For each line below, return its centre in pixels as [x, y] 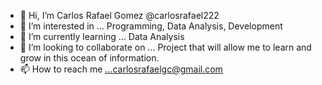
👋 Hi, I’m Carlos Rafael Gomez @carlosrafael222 [119, 15]
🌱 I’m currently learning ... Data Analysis [102, 36]
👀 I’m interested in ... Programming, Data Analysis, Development [151, 26]
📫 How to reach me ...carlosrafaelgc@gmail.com [121, 69]
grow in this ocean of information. [89, 58]
